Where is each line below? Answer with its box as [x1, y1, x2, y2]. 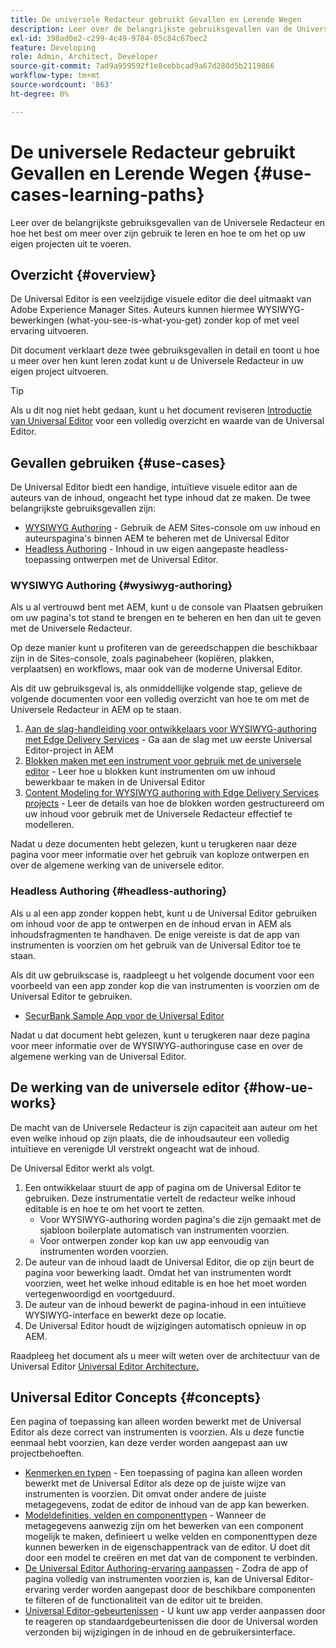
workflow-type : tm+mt [10, 71, 101, 81]
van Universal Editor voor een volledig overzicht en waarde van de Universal [10, 415, 325, 427]
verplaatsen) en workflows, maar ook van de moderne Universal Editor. [10, 663, 303, 675]
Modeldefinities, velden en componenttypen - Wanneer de [24, 1509, 267, 1521]
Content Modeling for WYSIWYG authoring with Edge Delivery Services [24, 787, 319, 799]
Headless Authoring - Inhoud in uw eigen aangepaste [24, 543, 245, 555]
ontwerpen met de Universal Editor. [73, 554, 219, 566]
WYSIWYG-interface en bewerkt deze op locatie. [24, 1309, 227, 1321]
